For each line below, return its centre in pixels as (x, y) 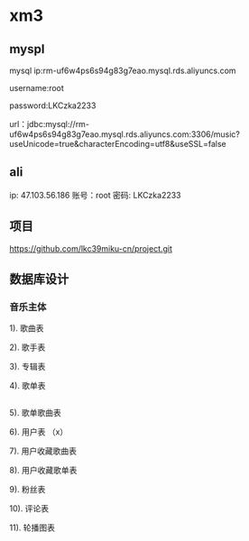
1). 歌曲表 (27, 328)
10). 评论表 (29, 509)
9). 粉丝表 (28, 490)
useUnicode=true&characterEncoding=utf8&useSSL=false (118, 144)
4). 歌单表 (28, 386)
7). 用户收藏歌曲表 (43, 451)
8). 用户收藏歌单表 (43, 471)
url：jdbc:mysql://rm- (50, 124)
